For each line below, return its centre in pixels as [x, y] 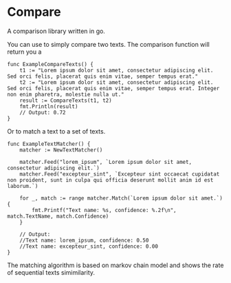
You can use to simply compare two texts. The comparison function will [108, 44]
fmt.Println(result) [49, 106]
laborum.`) [23, 186]
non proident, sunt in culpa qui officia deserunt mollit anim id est [110, 180]
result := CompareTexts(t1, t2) [66, 101]
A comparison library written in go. [56, 31]
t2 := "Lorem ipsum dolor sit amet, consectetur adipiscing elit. [117, 82]
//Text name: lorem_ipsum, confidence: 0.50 [84, 240]
